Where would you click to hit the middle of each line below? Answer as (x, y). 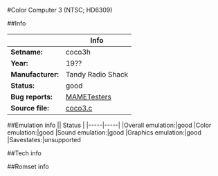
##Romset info (28, 166)
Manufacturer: (35, 74)
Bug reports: (32, 97)
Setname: (27, 52)
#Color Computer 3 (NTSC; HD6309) (60, 10)
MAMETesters (89, 97)
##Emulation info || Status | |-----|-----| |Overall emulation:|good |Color (109, 125)
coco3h (78, 52)
